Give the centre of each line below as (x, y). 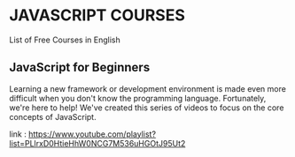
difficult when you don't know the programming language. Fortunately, (138, 98)
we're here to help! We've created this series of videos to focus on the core (147, 108)
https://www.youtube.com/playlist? (92, 134)
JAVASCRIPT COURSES (97, 15)
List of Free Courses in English (65, 40)
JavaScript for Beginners (80, 67)
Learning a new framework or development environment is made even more (147, 88)
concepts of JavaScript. (53, 116)
